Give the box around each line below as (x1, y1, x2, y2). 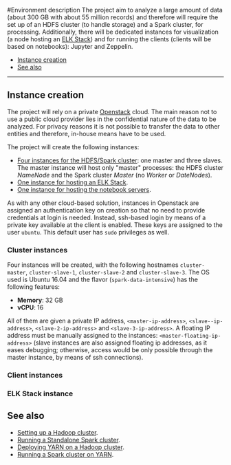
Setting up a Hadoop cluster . (16, 428, 98, 436)
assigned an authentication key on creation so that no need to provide (7, 206, 206, 214)
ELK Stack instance (7, 389, 74, 398)
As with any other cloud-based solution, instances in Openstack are (7, 199, 199, 207)
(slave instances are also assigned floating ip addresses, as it (33, 338, 208, 347)
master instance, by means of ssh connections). (7, 354, 144, 362)
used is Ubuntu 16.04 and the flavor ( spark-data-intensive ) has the (7, 275, 198, 284)
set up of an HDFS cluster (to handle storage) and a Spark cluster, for (7, 21, 203, 28)
